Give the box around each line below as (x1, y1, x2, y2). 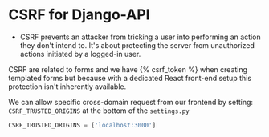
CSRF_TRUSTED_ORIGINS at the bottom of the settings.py (8, 106, 190, 115)
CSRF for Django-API (8, 6, 150, 24)
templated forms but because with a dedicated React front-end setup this (8, 73, 251, 83)
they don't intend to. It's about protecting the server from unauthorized (19, 40, 255, 50)
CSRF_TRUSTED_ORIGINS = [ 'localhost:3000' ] (8, 121, 157, 129)
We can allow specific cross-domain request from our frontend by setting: (8, 97, 254, 107)
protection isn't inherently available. (8, 82, 127, 91)
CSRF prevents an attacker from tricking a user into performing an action (19, 32, 261, 42)
